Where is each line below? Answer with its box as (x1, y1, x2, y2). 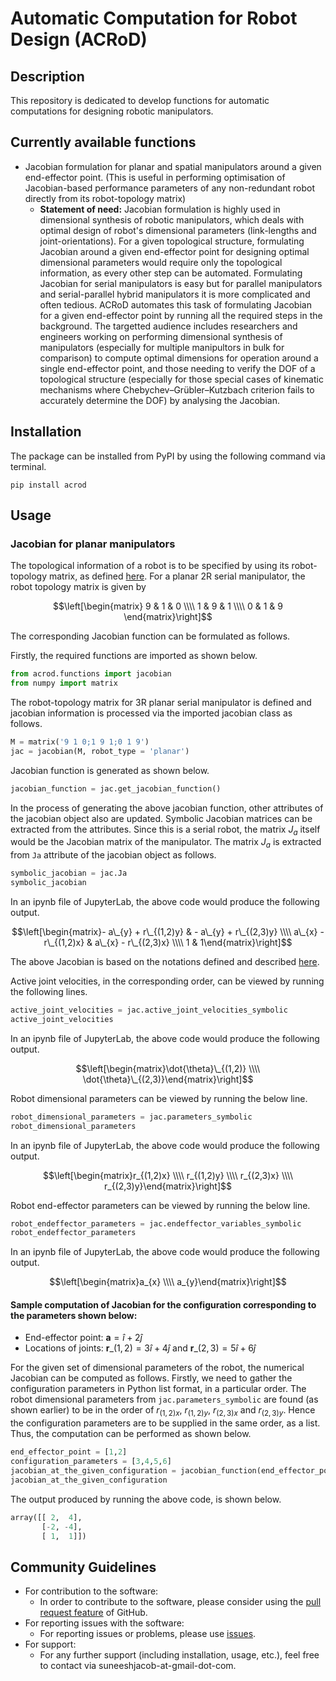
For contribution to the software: (24, 1585, 159, 1597)
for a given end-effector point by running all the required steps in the (39, 309, 323, 321)
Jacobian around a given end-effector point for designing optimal (39, 245, 310, 257)
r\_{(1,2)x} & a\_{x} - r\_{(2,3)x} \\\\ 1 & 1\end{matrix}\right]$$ (43, 937, 293, 949)
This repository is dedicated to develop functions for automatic (10, 95, 270, 106)
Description (10, 68, 85, 85)
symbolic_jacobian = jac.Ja (10, 868, 128, 879)
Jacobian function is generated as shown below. (10, 764, 210, 776)
